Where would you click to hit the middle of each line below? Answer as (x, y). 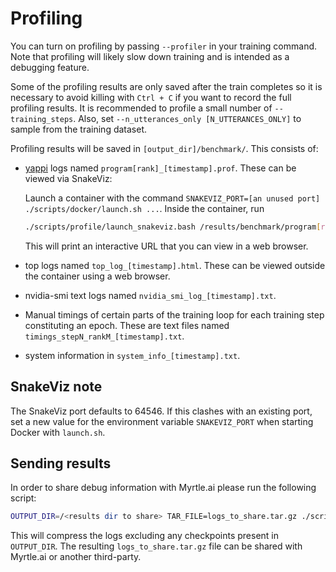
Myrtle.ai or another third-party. (76, 557)
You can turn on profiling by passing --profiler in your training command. (164, 46)
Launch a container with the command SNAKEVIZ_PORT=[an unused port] (172, 198)
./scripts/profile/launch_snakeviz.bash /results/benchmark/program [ (173, 227)
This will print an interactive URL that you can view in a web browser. (166, 246)
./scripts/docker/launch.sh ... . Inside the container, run (144, 208)
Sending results (61, 463)
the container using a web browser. (97, 276)
